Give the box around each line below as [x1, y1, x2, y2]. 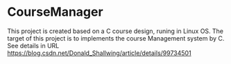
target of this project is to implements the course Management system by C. [7, 34, 225, 42]
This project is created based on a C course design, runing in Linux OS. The [7, 27, 224, 35]
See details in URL [7, 41, 60, 50]
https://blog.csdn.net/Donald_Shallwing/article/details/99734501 [7, 49, 192, 57]
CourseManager [7, 4, 103, 20]
